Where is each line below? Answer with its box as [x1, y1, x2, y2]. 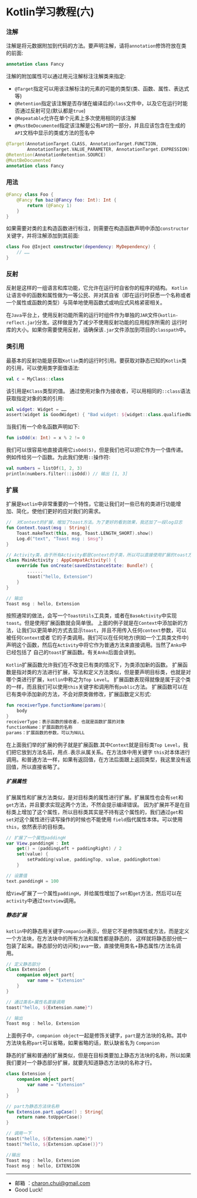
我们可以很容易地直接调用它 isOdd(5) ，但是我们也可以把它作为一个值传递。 [6, 446, 186, 453]
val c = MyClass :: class [6, 376, 64, 382]
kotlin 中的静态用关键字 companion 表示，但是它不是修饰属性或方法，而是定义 [6, 927, 189, 935]
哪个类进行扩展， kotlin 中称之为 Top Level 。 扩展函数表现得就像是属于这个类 [6, 676, 191, 683]
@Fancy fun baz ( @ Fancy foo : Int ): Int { [16, 197, 117, 203]
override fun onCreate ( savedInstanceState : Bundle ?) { [16, 563, 154, 569]
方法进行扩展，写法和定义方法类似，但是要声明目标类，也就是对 [36, 668, 191, 676]
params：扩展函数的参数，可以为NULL [6, 729, 85, 735]
